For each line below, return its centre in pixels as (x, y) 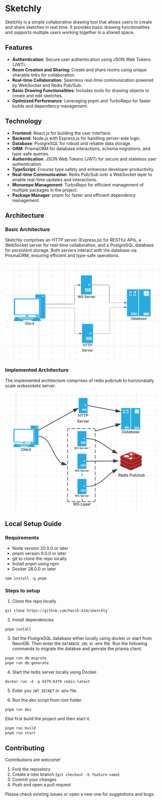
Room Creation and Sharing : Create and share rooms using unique (79, 70)
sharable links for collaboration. (44, 75)
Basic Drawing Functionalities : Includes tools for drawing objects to (81, 90)
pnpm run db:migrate (26, 658)
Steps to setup (23, 591)
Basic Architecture (27, 229)
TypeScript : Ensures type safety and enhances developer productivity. (83, 169)
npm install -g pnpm (26, 578)
